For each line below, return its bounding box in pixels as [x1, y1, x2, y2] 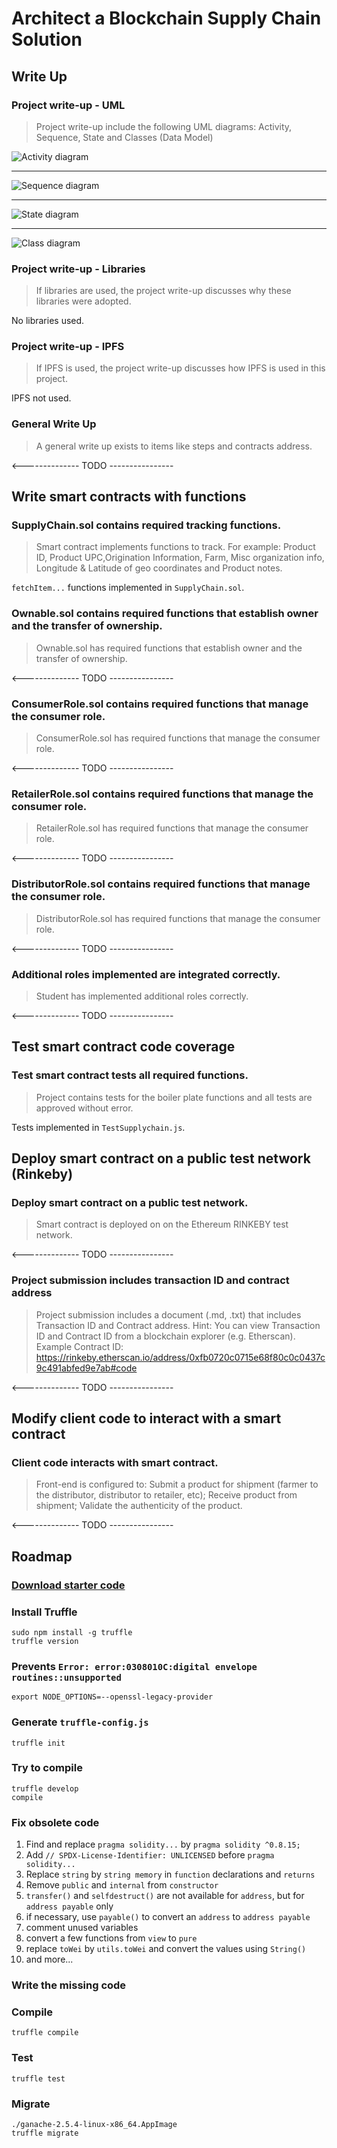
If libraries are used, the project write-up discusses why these [35, 285, 292, 297]
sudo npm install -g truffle [11, 1627, 133, 1637]
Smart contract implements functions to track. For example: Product [35, 541, 316, 553]
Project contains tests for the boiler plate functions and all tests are [35, 1091, 313, 1103]
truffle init [11, 1738, 66, 1748]
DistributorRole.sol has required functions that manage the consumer [35, 912, 321, 924]
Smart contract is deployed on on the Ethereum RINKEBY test [35, 1218, 289, 1231]
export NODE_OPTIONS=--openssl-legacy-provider [11, 1692, 214, 1702]
